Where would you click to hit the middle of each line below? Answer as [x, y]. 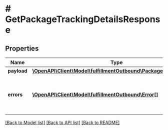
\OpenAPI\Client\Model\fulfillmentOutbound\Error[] [95, 94]
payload [17, 71]
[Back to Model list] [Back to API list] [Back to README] [62, 122]
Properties [22, 48]
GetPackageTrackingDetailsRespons [83, 19]
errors [15, 94]
